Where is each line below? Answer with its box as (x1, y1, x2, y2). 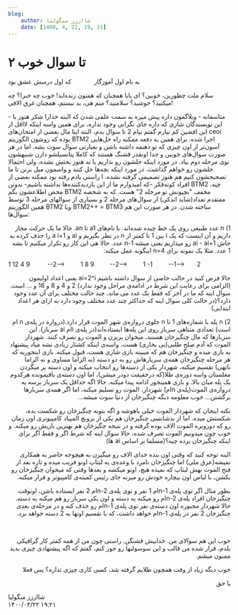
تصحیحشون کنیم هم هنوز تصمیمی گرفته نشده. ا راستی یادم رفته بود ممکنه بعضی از (8, 173, 227, 181)
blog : (8, 10, 24, 18)
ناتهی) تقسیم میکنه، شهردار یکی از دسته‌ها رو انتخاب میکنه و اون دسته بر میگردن (19, 362, 231, 372)
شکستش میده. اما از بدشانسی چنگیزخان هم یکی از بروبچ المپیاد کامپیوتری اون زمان (11, 414, 231, 423)
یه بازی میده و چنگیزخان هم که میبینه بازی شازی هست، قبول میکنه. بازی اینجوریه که (11, 347, 231, 356)
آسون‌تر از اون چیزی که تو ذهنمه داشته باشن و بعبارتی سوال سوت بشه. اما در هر (8, 142, 220, 151)
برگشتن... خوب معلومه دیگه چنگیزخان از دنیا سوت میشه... (78, 393, 231, 401)
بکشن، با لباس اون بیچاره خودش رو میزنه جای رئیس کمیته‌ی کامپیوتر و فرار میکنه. (17, 473, 231, 481)
